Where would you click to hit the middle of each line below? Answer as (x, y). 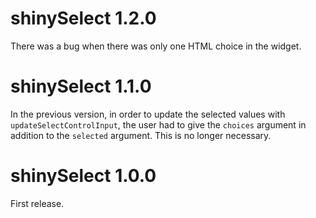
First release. (37, 203)
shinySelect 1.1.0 (81, 86)
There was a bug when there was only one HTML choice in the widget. (156, 46)
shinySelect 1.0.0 (83, 176)
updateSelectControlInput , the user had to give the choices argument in (158, 124)
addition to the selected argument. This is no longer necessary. (141, 135)
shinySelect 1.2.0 (83, 18)
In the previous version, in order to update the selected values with (148, 114)
